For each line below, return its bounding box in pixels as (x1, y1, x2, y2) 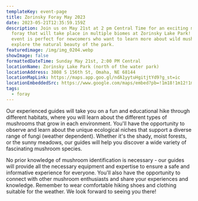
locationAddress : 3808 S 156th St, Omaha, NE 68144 (6, 69, 136, 75)
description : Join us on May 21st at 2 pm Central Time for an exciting (6, 25, 189, 31)
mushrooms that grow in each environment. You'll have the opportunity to (6, 119, 185, 127)
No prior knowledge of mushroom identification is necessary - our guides (6, 156, 184, 163)
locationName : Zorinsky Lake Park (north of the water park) (6, 63, 160, 70)
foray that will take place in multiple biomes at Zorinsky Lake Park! (11, 31, 192, 37)
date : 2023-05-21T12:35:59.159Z (6, 20, 85, 25)
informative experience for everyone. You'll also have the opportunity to (6, 169, 181, 176)
